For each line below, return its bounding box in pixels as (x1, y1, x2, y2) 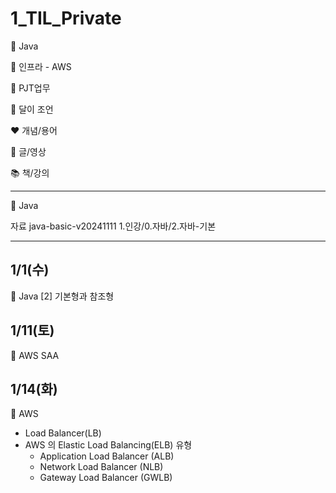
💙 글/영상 (10, 145, 47, 157)
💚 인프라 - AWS (10, 60, 72, 72)
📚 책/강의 (10, 167, 50, 179)
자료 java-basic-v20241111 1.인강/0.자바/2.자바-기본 (10, 220, 217, 232)
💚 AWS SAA (10, 349, 60, 361)
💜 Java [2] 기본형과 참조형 (10, 290, 115, 302)
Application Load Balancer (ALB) (39, 450, 175, 462)
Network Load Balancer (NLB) (39, 461, 164, 473)
